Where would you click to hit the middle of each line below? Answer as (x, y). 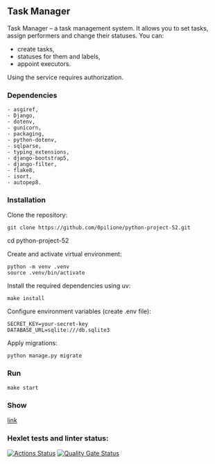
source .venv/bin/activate (46, 273)
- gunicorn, (24, 128)
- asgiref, (23, 110)
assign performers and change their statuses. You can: (86, 35)
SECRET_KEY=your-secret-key (48, 324)
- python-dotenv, (32, 140)
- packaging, (26, 134)
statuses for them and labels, (59, 56)
